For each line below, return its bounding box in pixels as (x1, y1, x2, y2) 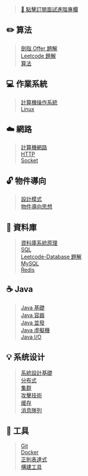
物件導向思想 (20, 203, 52, 210)
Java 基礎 (20, 304, 45, 311)
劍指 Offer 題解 (20, 44, 58, 52)
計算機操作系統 (20, 98, 58, 106)
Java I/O (20, 333, 42, 341)
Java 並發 (20, 319, 45, 326)
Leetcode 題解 (20, 52, 56, 59)
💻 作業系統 (6, 79, 48, 89)
